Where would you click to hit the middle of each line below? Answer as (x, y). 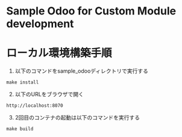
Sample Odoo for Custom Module (91, 11)
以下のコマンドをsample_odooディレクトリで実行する (82, 71)
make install (23, 82)
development (40, 24)
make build (20, 129)
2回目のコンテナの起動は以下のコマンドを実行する (77, 118)
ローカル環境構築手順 (59, 53)
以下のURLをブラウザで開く (49, 94)
